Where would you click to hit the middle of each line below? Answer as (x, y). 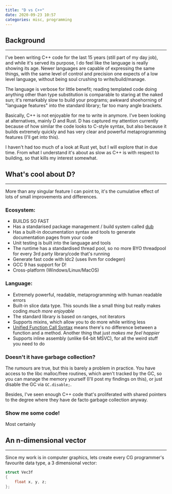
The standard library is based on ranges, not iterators (69, 316)
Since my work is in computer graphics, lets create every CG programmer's (85, 457)
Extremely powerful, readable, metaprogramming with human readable (87, 295)
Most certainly (20, 424)
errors (19, 300)
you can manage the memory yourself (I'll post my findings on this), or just (84, 379)
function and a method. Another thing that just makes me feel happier (86, 333)
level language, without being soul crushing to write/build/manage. (76, 79)
